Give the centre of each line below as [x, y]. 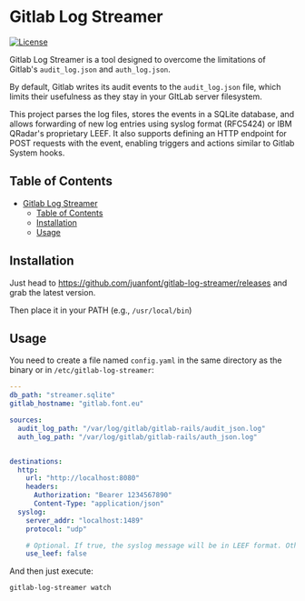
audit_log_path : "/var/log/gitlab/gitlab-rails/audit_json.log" [142, 428]
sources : [26, 420]
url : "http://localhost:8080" [83, 478]
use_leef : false [57, 554]
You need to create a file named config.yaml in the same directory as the [146, 360]
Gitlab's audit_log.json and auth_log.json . [90, 69]
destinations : [36, 461]
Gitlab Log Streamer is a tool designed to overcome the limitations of [138, 59]
